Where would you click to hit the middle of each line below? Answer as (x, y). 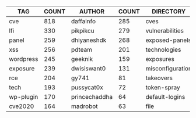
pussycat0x (87, 87)
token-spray (163, 87)
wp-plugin (24, 97)
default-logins (165, 97)
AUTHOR (92, 11)
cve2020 (22, 106)
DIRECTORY (169, 11)
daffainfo (83, 21)
